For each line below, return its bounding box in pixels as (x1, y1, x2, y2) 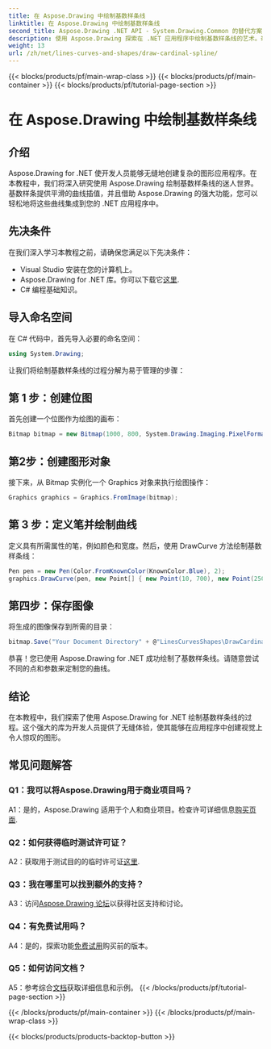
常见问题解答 (8, 759, 73, 772)
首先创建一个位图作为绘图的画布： (8, 414, 122, 424)
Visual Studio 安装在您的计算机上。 (19, 264, 137, 274)
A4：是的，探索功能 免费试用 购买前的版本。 (8, 941, 152, 951)
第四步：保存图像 (8, 599, 94, 612)
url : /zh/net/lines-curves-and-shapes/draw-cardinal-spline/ (8, 49, 219, 57)
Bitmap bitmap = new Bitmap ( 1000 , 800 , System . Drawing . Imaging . (8, 430, 229, 438)
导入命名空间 (8, 311, 73, 324)
